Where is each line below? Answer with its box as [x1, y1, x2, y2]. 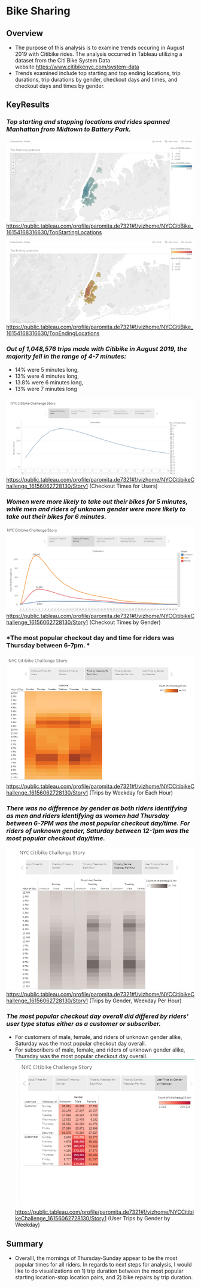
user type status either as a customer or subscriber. [6, 1020, 162, 1028]
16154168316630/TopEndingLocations [6, 330, 100, 337]
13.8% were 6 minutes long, [14, 378, 84, 386]
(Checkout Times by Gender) [89, 619, 161, 626]
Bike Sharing [6, 4, 71, 18]
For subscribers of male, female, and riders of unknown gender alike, [14, 1046, 185, 1053]
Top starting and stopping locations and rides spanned [6, 118, 170, 126]
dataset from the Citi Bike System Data [14, 57, 111, 64]
